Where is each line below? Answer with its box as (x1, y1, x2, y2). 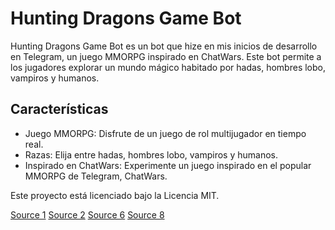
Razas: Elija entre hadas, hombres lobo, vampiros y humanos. (24, 148, 279, 161)
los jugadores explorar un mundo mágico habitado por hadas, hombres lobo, (10, 61, 326, 73)
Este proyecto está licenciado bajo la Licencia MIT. (10, 189, 220, 201)
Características (10, 101, 109, 118)
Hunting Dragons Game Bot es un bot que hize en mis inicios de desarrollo (10, 40, 318, 52)
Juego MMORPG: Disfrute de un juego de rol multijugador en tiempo (24, 127, 307, 139)
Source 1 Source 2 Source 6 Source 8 (10, 208, 165, 221)
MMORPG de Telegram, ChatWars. (24, 170, 168, 182)
